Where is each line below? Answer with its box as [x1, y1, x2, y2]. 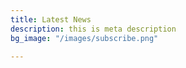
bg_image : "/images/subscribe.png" [10, 33, 159, 43]
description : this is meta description [10, 24, 177, 34]
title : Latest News [10, 14, 92, 25]
